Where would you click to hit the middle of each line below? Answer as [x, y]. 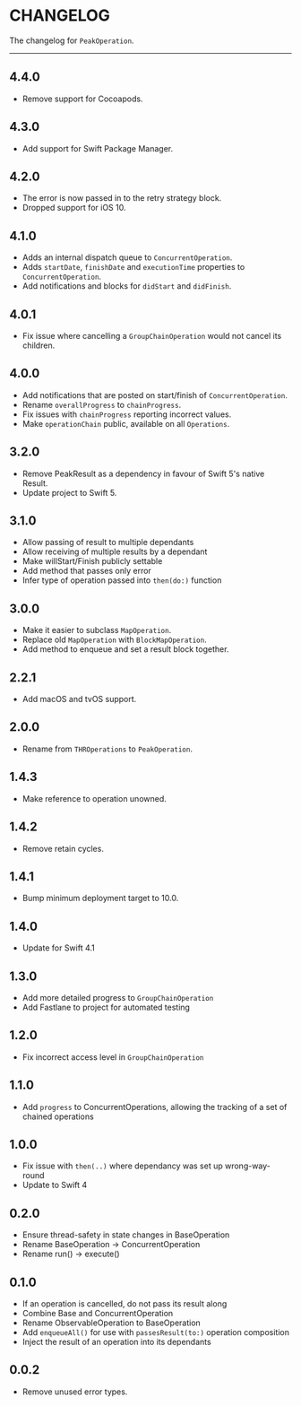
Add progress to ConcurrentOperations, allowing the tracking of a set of [155, 1107]
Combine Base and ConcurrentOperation [98, 1313]
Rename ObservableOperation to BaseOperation [112, 1323]
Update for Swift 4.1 [59, 948]
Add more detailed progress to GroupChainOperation [118, 997]
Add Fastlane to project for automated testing [106, 1007]
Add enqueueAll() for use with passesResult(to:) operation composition [155, 1332]
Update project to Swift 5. [69, 492]
